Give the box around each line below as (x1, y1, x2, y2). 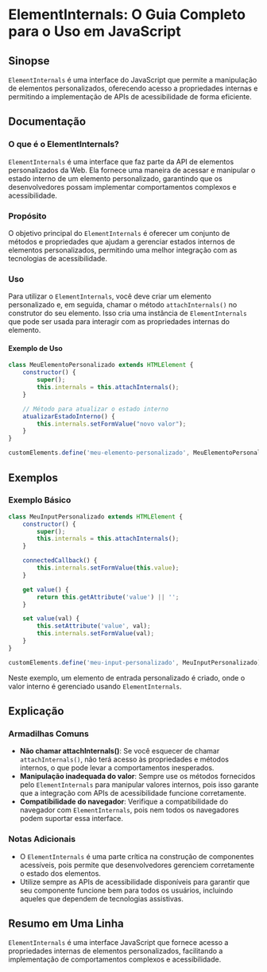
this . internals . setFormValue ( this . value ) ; (37, 564, 180, 573)
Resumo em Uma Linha (8, 917, 125, 931)
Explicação (8, 704, 64, 718)
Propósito (8, 210, 47, 222)
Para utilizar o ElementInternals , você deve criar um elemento (8, 291, 212, 301)
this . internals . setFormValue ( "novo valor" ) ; (37, 419, 187, 428)
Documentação (8, 115, 86, 129)
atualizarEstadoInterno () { (22, 412, 115, 420)
